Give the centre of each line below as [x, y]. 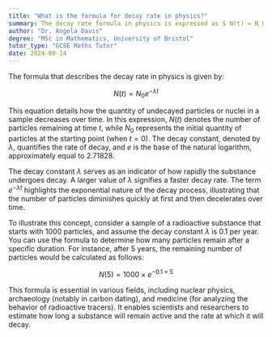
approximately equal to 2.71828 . [62, 156]
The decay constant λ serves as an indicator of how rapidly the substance [132, 171]
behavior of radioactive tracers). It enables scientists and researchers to [129, 307]
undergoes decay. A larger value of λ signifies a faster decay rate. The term [135, 180]
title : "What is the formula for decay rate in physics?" [108, 16]
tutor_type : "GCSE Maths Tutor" [63, 46]
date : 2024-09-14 [38, 53]
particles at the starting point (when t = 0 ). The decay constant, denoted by [134, 139]
